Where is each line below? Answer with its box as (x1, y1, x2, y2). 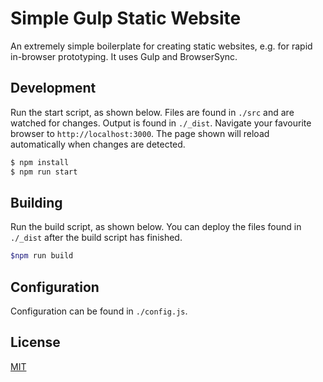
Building (10, 194, 63, 211)
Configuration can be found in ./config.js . (10, 305, 188, 317)
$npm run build (10, 251, 74, 261)
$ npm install (10, 157, 70, 167)
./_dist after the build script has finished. (10, 232, 183, 244)
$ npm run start (10, 167, 78, 177)
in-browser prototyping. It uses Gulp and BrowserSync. (10, 50, 238, 62)
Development (10, 80, 97, 97)
